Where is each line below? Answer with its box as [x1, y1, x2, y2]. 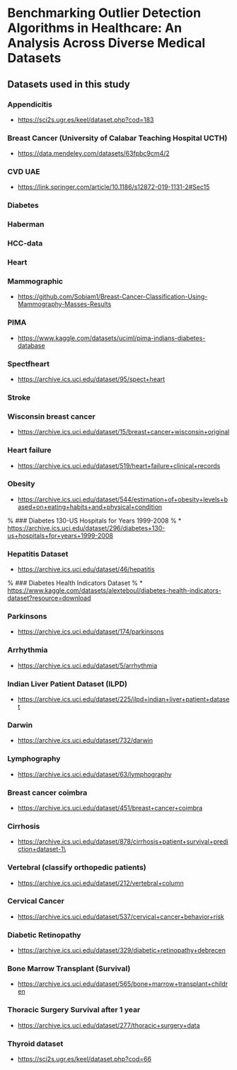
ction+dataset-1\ [17, 845, 66, 854]
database [17, 341, 45, 349]
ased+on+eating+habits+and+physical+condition [17, 502, 163, 511]
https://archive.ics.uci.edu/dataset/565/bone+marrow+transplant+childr [17, 979, 229, 988]
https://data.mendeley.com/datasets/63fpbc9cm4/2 [17, 149, 170, 158]
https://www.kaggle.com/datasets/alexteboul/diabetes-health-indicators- [7, 586, 221, 595]
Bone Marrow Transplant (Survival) [7, 964, 131, 974]
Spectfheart [7, 359, 50, 368]
